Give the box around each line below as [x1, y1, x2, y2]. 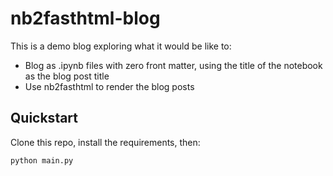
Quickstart [10, 110, 79, 127]
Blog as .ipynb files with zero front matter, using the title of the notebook [24, 59, 323, 71]
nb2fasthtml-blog [10, 7, 161, 30]
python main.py [10, 155, 74, 166]
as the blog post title [24, 70, 110, 82]
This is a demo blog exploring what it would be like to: [10, 40, 232, 52]
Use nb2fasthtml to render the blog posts [24, 80, 195, 92]
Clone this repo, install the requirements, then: [10, 136, 201, 148]
